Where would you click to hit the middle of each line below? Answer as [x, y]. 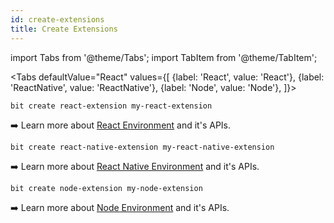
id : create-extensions [57, 19]
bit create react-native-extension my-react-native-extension [142, 147]
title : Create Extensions [64, 29]
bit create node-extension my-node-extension [106, 188]
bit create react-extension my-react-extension [111, 106]
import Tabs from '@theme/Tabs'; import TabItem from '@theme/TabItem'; [164, 57]
